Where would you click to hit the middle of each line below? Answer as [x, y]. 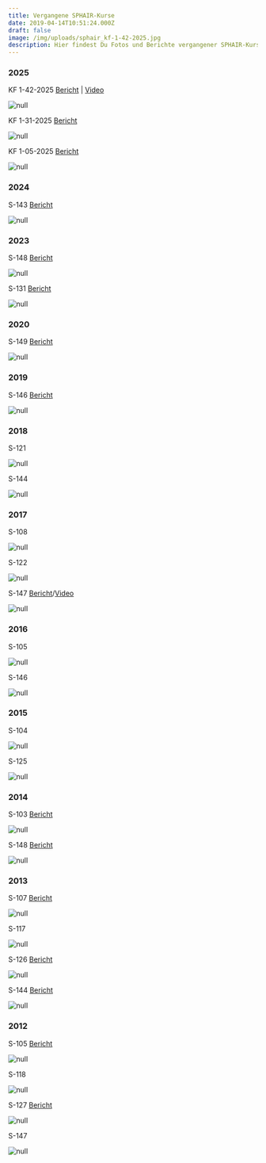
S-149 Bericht [30, 342]
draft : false [30, 30]
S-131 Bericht [30, 289]
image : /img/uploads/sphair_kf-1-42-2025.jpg [84, 38]
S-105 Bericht [30, 1043]
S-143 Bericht [30, 205]
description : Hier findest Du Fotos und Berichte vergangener [113, 45]
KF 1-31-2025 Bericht [43, 121]
